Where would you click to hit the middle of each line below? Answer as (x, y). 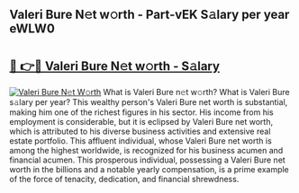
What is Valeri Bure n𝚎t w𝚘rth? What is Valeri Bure (196, 92)
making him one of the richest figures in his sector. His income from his (141, 112)
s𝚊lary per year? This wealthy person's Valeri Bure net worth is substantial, (149, 102)
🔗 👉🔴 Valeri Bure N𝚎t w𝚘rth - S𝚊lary (115, 66)
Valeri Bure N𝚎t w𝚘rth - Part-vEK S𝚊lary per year (149, 15)
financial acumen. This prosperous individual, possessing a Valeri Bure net (147, 160)
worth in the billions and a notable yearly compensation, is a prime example (149, 169)
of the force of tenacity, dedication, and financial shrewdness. (124, 179)
